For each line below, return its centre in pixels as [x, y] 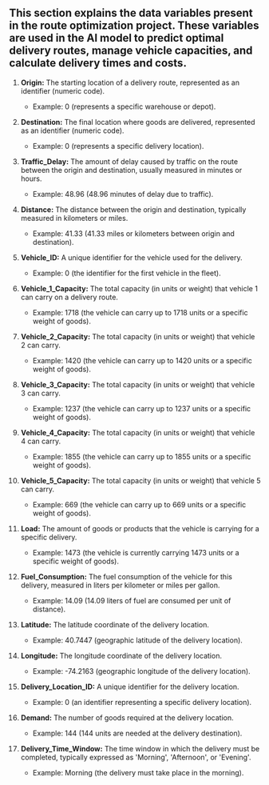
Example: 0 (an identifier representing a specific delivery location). [142, 702]
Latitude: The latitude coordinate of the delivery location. [115, 624]
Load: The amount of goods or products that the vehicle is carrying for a [140, 528]
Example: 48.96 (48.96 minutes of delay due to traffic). [123, 194]
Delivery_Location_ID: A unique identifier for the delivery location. [130, 687]
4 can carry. [41, 441]
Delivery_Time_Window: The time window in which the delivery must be [140, 748]
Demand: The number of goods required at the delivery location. [127, 717]
